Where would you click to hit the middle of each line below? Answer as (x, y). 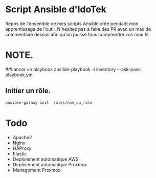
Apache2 (22, 137)
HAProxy (22, 148)
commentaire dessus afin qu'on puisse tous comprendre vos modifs (77, 34)
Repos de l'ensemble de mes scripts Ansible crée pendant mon (72, 24)
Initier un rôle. (28, 91)
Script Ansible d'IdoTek (56, 9)
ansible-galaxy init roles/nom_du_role (49, 103)
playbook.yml (20, 75)
